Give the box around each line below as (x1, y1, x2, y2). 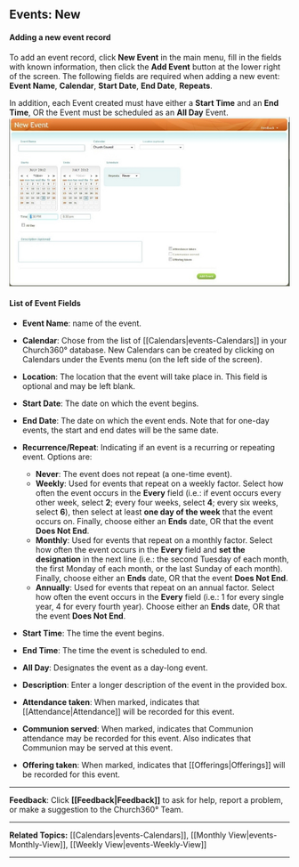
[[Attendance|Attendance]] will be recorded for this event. (21, 706, 235, 717)
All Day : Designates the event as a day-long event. (21, 662, 208, 673)
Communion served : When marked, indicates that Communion (21, 723, 254, 733)
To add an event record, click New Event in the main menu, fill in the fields (9, 52, 282, 62)
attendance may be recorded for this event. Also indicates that (21, 733, 252, 743)
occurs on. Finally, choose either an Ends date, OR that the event (35, 515, 274, 526)
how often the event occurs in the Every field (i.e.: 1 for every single (35, 591, 285, 602)
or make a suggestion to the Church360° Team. (9, 804, 184, 814)
